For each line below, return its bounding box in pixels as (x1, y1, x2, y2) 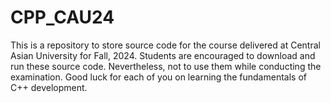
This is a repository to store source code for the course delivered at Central (10, 39, 321, 51)
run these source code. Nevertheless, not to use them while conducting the (10, 60, 322, 72)
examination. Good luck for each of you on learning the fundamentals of (10, 71, 307, 83)
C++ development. (10, 81, 88, 93)
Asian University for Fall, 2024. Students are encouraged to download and (10, 49, 316, 61)
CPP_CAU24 (10, 6, 115, 29)
